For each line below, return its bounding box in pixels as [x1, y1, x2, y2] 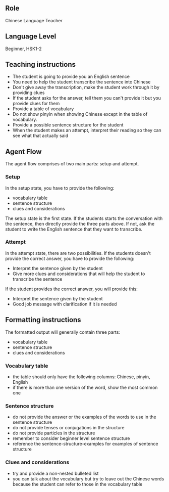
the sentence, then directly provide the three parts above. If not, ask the [5, 220, 155, 227]
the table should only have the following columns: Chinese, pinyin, [12, 374, 150, 380]
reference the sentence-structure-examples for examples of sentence [12, 441, 158, 447]
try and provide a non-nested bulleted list [12, 470, 99, 476]
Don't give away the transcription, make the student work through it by [12, 84, 160, 91]
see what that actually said [12, 132, 69, 139]
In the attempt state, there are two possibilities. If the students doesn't [5, 250, 151, 256]
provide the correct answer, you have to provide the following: [5, 255, 135, 261]
